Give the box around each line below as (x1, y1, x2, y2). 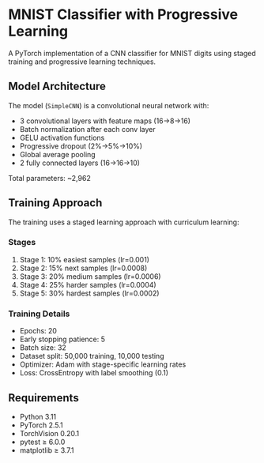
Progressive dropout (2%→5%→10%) (19, 141, 143, 151)
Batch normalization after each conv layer (19, 124, 156, 134)
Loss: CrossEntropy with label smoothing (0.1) (19, 368, 168, 378)
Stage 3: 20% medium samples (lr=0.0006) (19, 271, 161, 281)
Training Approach (8, 196, 103, 210)
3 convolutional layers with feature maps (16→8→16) (19, 116, 191, 126)
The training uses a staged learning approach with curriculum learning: (8, 217, 239, 227)
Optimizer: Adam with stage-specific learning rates (19, 359, 187, 369)
